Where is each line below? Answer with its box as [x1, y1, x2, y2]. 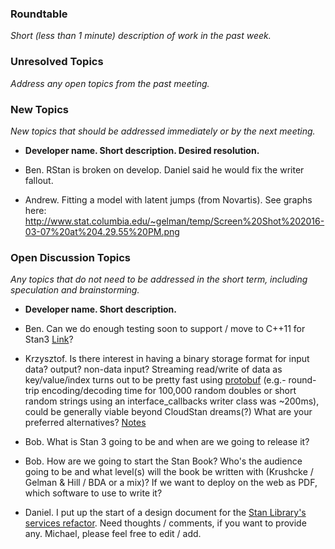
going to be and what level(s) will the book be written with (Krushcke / [24, 466, 314, 478]
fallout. [24, 174, 54, 186]
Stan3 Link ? [24, 333, 74, 346]
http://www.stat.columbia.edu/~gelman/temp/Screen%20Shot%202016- [24, 215, 325, 227]
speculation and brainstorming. [10, 284, 140, 296]
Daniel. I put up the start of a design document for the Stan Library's [24, 507, 307, 519]
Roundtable [10, 7, 68, 21]
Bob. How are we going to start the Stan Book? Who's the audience [24, 455, 303, 467]
